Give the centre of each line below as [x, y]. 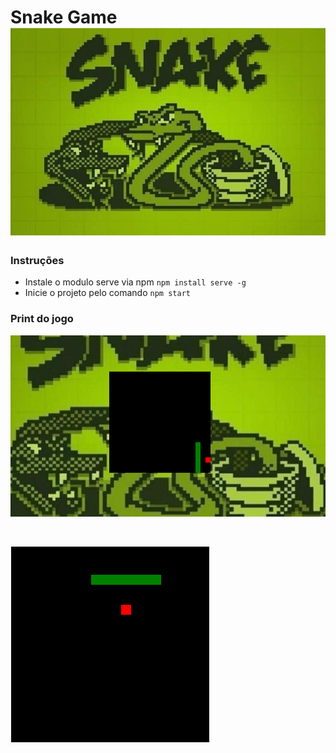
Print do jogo [42, 319]
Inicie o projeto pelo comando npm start [107, 293]
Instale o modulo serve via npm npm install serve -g [135, 282]
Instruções [37, 260]
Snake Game [64, 17]
